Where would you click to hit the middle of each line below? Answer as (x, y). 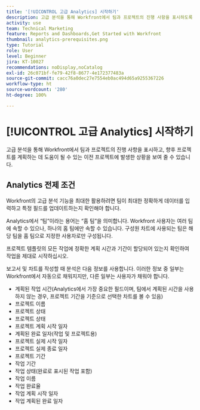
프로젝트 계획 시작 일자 (41, 326)
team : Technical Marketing (40, 28)
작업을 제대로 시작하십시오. (37, 256)
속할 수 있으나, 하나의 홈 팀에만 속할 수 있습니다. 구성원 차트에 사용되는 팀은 (100, 228)
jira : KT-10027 (25, 62)
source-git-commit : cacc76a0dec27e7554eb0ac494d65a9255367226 (85, 78)
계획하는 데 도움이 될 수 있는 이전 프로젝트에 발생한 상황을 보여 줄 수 (96, 157)
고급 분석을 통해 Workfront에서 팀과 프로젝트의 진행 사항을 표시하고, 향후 (91, 149)
